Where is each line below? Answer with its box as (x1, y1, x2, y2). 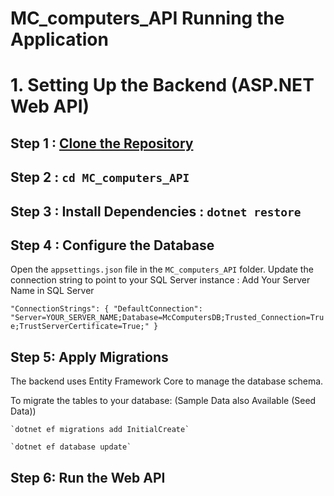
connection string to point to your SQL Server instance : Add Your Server (10, 274, 311, 286)
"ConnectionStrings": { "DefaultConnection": (10, 304, 203, 314)
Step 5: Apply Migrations (10, 348, 169, 366)
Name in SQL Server (10, 285, 95, 297)
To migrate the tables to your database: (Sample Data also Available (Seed (10, 395, 317, 407)
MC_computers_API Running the (10, 7, 285, 30)
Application (10, 28, 109, 51)
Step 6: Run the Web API (10, 469, 166, 486)
